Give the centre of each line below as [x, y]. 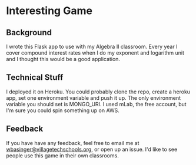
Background [29, 33]
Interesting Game [49, 11]
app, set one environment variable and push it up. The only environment [94, 97]
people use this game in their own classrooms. [62, 155]
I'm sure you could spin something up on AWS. [63, 110]
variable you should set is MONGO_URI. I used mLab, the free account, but [96, 104]
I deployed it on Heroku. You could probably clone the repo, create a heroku [98, 92]
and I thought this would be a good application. [63, 59]
